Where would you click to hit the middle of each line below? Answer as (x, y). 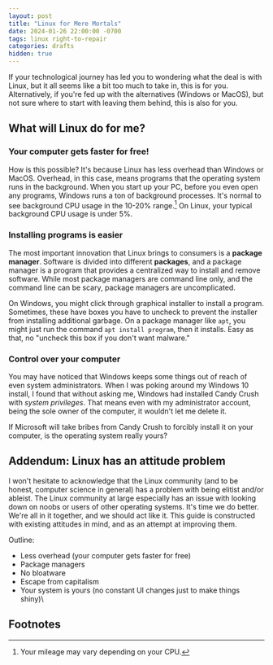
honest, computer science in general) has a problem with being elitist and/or (136, 489)
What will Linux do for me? (77, 128)
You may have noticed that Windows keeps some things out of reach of (128, 376)
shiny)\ (32, 598)
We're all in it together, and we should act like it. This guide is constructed (132, 515)
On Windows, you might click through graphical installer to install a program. (136, 303)
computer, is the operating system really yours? (88, 435)
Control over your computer (65, 359)
